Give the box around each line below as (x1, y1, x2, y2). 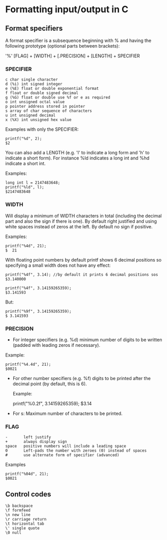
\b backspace (5, 503, 33, 508)
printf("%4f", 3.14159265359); (5, 285, 72, 291)
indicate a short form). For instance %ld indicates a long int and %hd (5, 155, 150, 161)
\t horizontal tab (5, 521, 44, 526)
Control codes (5, 489, 51, 499)
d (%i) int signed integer (5, 82, 63, 87)
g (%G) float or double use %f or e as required (5, 95, 110, 100)
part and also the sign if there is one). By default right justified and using (5, 218, 157, 224)
